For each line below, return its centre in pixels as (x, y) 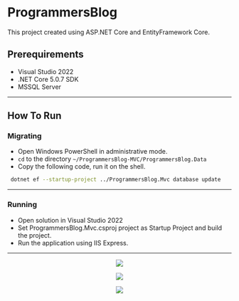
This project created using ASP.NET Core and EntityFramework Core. (108, 32)
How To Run (34, 116)
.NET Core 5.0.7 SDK (48, 79)
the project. (34, 235)
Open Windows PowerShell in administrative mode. (92, 152)
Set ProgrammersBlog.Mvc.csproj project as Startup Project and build (120, 228)
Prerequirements (46, 54)
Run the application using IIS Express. (73, 243)
